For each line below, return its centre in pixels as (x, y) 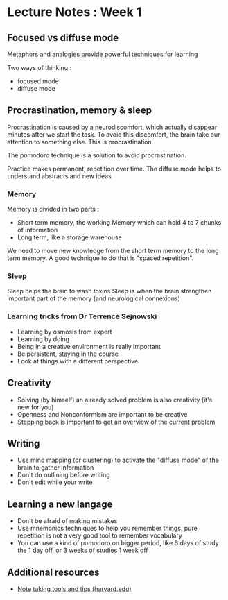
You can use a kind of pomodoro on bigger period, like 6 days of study (118, 543)
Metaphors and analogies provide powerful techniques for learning (103, 54)
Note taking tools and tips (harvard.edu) (74, 589)
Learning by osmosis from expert (64, 332)
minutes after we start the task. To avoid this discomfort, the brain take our (114, 134)
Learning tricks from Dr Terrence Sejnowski (82, 316)
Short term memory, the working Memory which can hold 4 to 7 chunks (119, 223)
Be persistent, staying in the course (68, 354)
